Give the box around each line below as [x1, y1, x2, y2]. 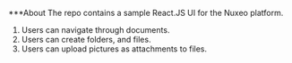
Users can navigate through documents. [21, 25, 170, 35]
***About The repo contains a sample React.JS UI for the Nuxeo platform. [8, 8, 284, 18]
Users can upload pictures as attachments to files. [21, 43, 208, 54]
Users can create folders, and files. [21, 35, 151, 44]
